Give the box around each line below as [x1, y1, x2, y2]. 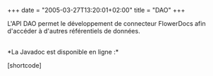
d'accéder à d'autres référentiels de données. [7, 27, 140, 35]
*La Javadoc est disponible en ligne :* [7, 48, 119, 56]
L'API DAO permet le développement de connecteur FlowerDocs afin [7, 20, 206, 27]
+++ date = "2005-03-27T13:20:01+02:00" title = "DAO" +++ [7, 6, 185, 14]
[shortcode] [7, 61, 42, 69]
